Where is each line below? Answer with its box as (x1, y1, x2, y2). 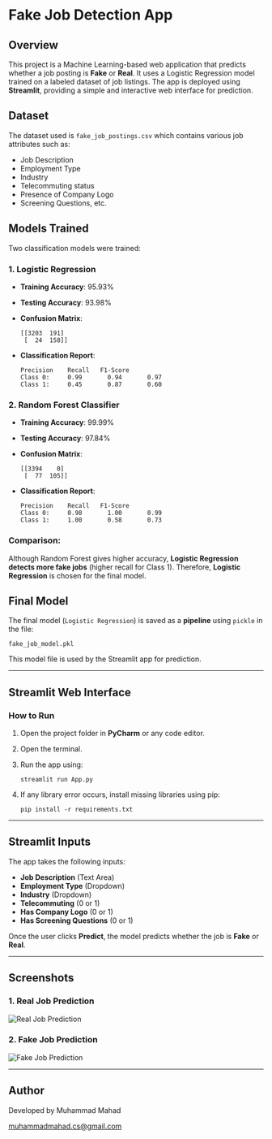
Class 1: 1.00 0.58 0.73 (19, 516, 162, 525)
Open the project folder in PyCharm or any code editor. (19, 729, 205, 738)
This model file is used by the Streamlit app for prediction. (8, 654, 202, 664)
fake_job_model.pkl (8, 640, 74, 648)
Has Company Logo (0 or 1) (19, 907, 113, 916)
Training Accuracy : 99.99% (19, 418, 115, 427)
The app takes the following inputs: (8, 856, 125, 866)
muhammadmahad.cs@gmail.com (8, 1121, 122, 1131)
